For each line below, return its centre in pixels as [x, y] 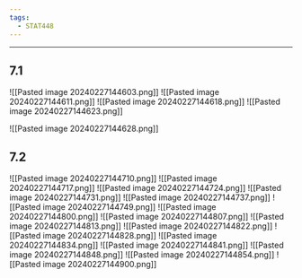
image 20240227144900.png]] [100, 265]
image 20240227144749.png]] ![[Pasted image [129, 207]
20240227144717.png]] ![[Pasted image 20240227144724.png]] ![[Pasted [145, 188]
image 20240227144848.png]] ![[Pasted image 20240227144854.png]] [142, 255]
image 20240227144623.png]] [66, 111]
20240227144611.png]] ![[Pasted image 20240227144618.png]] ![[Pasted [145, 102]
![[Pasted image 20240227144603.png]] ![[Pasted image [115, 92]
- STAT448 [36, 26]
